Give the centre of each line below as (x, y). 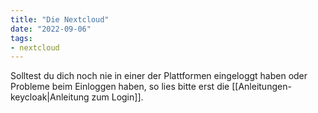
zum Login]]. (117, 97)
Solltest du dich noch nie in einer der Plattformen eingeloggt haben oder (159, 76)
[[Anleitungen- (261, 87)
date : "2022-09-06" (51, 29)
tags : (21, 38)
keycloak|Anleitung (50, 97)
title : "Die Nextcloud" (60, 19)
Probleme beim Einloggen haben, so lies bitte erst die (120, 87)
